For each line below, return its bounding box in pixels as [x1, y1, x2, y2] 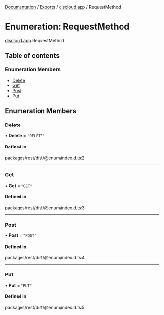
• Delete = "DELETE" [5, 133, 45, 139]
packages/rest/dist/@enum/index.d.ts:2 [5, 155, 85, 161]
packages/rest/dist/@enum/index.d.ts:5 [5, 305, 85, 311]
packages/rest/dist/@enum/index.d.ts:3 [5, 205, 85, 210]
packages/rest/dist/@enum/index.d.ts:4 [5, 254, 85, 260]
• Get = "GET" [5, 183, 33, 189]
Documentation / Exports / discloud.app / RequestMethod [5, 4, 121, 10]
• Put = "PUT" [5, 282, 32, 288]
